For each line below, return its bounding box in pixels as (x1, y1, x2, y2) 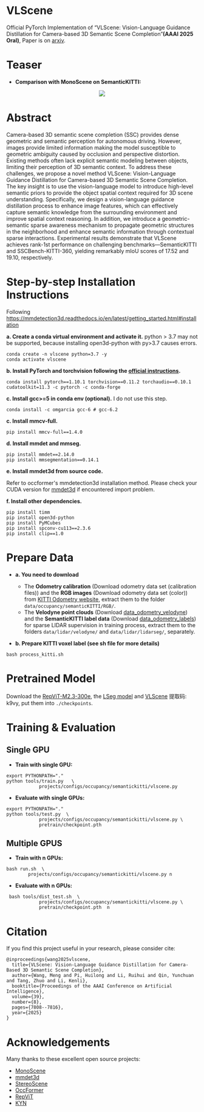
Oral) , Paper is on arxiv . (6, 36, 66, 44)
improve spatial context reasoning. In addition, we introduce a (6, 215, 161, 222)
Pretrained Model (6, 672, 96, 685)
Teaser (6, 58, 42, 72)
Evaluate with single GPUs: (15, 794, 85, 801)
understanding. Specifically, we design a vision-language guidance (6, 195, 174, 203)
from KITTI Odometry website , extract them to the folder (24, 596, 166, 603)
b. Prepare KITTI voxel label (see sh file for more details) (15, 639, 160, 647)
